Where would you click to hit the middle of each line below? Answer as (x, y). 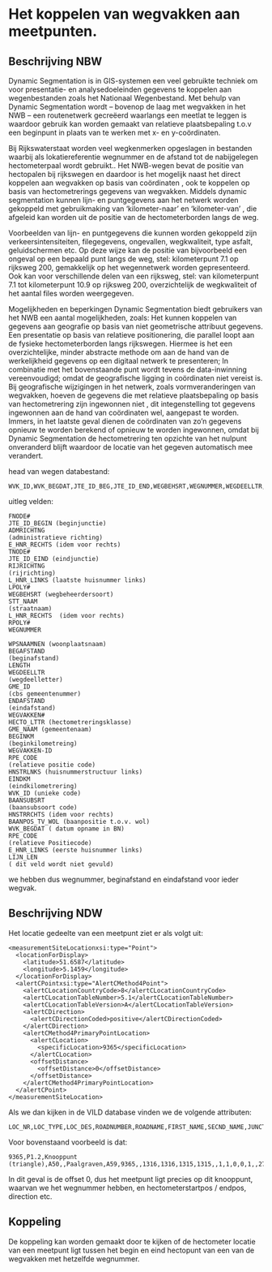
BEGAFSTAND (27, 651)
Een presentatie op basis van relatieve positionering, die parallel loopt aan (132, 335)
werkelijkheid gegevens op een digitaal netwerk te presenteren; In (119, 361)
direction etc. (30, 1196)
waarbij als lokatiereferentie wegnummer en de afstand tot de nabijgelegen (134, 157)
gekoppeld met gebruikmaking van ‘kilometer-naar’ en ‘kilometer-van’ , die (133, 209)
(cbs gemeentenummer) (45, 694)
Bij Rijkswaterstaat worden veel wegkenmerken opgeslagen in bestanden (130, 148)
